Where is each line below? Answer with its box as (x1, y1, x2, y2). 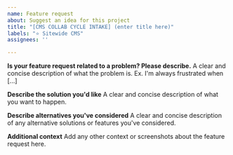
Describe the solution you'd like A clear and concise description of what (7, 90, 219, 99)
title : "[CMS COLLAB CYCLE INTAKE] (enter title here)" (7, 23, 174, 30)
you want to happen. (7, 97, 67, 106)
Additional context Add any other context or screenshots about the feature (7, 133, 225, 141)
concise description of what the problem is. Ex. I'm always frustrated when (7, 69, 224, 78)
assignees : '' (7, 36, 49, 43)
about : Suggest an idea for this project (7, 17, 131, 24)
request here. (7, 140, 46, 148)
